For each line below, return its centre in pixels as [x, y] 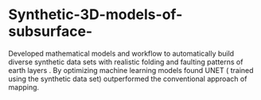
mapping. [24, 87]
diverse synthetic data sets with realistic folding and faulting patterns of [126, 62]
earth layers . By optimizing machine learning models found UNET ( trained [131, 70]
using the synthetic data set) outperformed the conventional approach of [128, 79]
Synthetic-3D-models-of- [95, 15]
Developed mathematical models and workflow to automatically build [121, 53]
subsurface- [51, 31]
